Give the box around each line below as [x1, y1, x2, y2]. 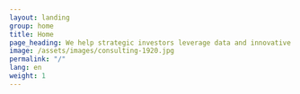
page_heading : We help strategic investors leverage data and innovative [9, 38, 292, 47]
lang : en [9, 64, 42, 73]
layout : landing [9, 13, 70, 22]
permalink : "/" [9, 55, 66, 64]
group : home [9, 21, 54, 30]
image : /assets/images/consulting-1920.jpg [9, 47, 175, 56]
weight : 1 [9, 72, 47, 81]
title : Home [9, 30, 54, 38]
